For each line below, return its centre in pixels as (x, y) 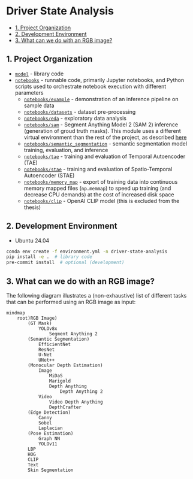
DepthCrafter (65, 407)
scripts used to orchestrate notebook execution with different (91, 86)
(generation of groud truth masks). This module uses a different (102, 131)
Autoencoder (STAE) (49, 175)
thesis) (32, 207)
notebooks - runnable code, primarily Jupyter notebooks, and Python (99, 80)
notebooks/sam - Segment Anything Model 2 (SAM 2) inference (101, 125)
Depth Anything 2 (81, 392)
